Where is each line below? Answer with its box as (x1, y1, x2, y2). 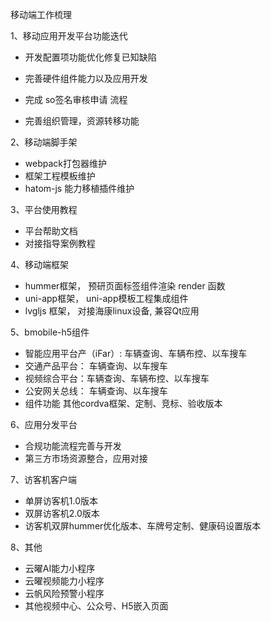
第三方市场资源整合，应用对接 (24, 453, 148, 464)
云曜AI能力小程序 (24, 563, 96, 574)
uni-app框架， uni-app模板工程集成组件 (24, 293, 189, 304)
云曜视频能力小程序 (24, 575, 105, 587)
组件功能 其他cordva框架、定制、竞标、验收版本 (24, 398, 223, 409)
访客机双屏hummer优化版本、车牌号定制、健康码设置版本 (24, 520, 262, 532)
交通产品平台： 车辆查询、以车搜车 (24, 360, 168, 372)
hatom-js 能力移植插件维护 (24, 183, 135, 194)
